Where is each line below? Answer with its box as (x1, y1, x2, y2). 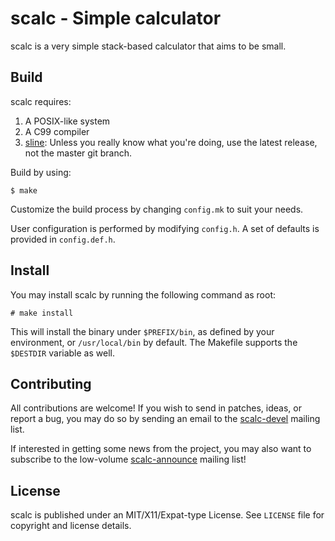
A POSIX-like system (24, 115, 111, 127)
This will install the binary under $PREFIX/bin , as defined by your (10, 325, 275, 337)
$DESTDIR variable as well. (10, 347, 115, 359)
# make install (10, 308, 74, 318)
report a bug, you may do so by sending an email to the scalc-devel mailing (10, 413, 321, 425)
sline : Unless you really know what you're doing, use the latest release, (24, 136, 318, 148)
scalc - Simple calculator (10, 7, 222, 30)
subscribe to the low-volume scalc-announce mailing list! (10, 453, 247, 466)
